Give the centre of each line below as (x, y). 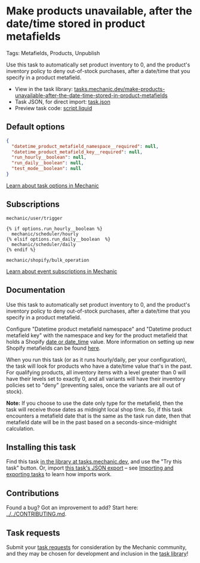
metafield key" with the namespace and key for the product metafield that (97, 335)
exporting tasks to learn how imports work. (59, 474)
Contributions (33, 493)
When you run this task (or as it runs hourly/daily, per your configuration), (96, 359)
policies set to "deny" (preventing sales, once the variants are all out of (93, 385)
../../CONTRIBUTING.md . (36, 514)
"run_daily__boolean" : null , (48, 163)
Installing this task (41, 447)
